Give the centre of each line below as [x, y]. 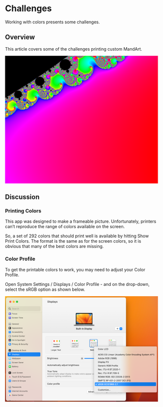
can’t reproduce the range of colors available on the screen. [65, 227]
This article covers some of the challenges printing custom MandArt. [73, 49]
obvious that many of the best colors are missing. [54, 247]
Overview [20, 37]
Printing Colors [23, 211]
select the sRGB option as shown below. [45, 289]
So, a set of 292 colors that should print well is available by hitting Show [77, 236]
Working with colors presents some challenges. [53, 22]
